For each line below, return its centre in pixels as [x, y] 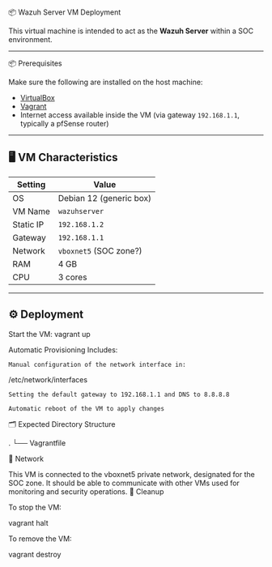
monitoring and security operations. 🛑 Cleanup [86, 491]
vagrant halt [28, 522]
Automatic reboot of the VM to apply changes [86, 408]
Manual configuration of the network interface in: [97, 364]
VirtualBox [37, 98]
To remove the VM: [40, 539]
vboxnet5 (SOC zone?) [100, 250]
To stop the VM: [35, 507]
